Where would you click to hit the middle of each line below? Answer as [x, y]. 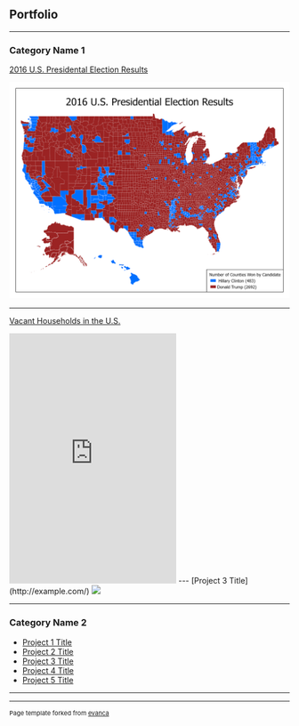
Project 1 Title [47, 642]
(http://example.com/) [49, 592]
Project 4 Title [48, 670]
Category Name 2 [48, 623]
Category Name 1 [47, 50]
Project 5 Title [48, 680]
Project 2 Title [48, 651]
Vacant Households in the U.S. [65, 321]
